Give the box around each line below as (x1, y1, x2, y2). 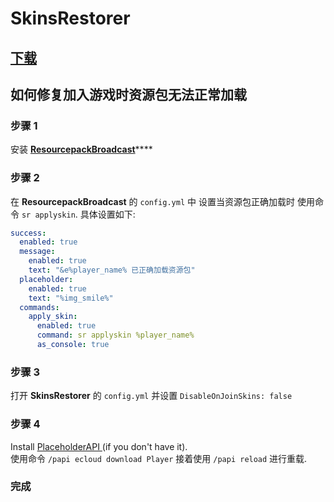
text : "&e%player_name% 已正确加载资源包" (28, 265, 196, 276)
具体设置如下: (79, 208, 136, 220)
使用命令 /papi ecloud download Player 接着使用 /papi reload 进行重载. (10, 452, 308, 464)
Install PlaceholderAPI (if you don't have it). (10, 440, 188, 452)
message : (19, 247, 56, 257)
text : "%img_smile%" (28, 293, 114, 303)
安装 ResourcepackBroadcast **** (10, 143, 153, 156)
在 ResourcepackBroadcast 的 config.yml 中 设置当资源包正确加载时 (10, 195, 295, 207)
